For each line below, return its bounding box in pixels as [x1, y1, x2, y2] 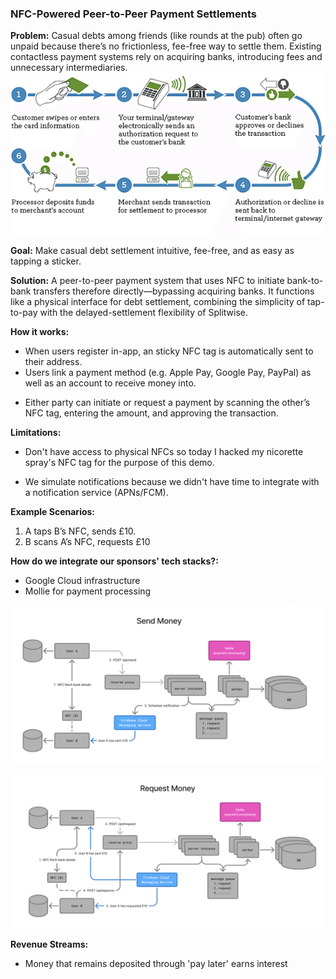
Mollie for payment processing [24, 585, 152, 597]
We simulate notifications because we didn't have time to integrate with [24, 476, 320, 488]
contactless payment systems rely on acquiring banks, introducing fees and [10, 51, 323, 63]
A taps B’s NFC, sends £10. [24, 525, 137, 537]
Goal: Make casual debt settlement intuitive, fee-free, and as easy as [10, 245, 295, 257]
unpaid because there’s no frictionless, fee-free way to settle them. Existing [10, 40, 322, 52]
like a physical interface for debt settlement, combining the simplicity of [10, 296, 306, 308]
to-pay [10, 307, 38, 319]
